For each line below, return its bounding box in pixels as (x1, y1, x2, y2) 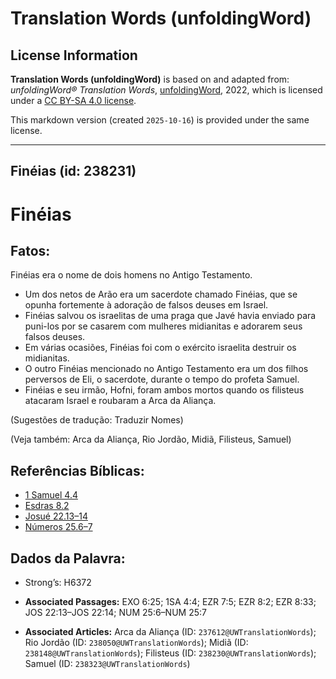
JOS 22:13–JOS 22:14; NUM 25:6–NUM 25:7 (24, 607, 207, 619)
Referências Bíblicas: (10, 462, 145, 479)
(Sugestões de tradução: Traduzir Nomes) (10, 414, 184, 426)
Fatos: (10, 242, 51, 259)
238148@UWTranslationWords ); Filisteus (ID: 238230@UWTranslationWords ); (24, 647, 317, 659)
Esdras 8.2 (24, 500, 70, 512)
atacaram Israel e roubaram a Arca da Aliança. (24, 395, 217, 407)
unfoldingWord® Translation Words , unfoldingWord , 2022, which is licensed (10, 84, 323, 96)
